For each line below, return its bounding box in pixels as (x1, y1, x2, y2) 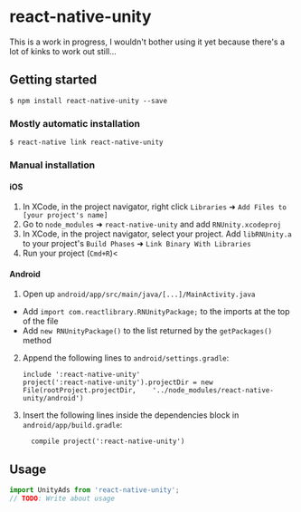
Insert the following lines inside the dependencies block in (22, 410, 240, 420)
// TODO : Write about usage (9, 494, 116, 504)
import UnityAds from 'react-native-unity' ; (9, 486, 180, 495)
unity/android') (22, 394, 84, 403)
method (22, 335, 52, 346)
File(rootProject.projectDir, (22, 386, 137, 395)
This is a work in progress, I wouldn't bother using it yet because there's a (9, 36, 286, 47)
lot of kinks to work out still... (9, 45, 118, 56)
